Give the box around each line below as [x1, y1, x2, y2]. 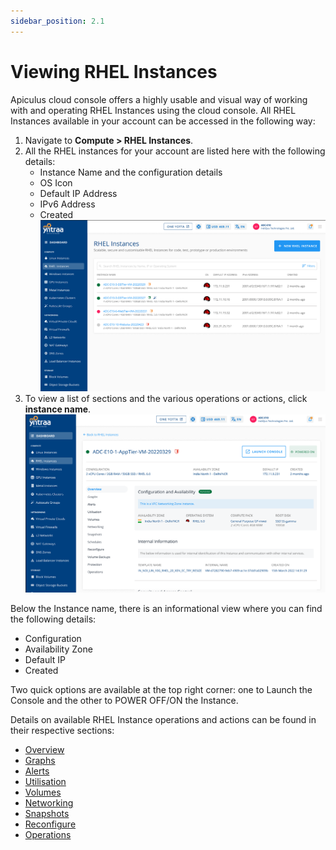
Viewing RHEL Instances [10, 60, 218, 83]
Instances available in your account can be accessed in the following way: [10, 115, 316, 127]
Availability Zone [24, 643, 93, 655]
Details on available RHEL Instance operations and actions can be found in [10, 714, 317, 726]
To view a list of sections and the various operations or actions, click [24, 392, 308, 404]
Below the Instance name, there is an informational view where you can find [10, 603, 323, 615]
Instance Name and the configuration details [39, 166, 223, 178]
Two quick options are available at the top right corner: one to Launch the [10, 684, 313, 696]
